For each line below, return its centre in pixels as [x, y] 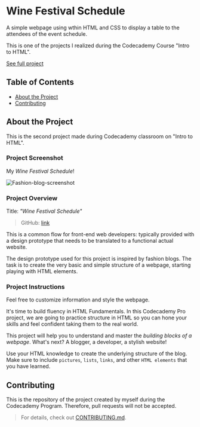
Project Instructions [36, 287]
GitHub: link [35, 223]
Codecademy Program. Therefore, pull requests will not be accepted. [91, 406]
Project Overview [32, 198]
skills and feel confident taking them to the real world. [72, 324]
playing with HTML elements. [42, 272]
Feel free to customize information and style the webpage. [78, 300]
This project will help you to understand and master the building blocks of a [99, 335]
